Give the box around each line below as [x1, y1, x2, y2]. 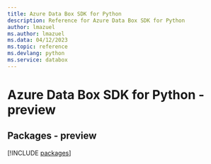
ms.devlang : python [7, 50, 65, 57]
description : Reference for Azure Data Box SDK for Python [7, 17, 186, 24]
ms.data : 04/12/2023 [7, 37, 69, 44]
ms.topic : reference [7, 43, 69, 50]
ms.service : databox [7, 57, 69, 64]
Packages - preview [7, 130, 97, 142]
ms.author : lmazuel [7, 30, 65, 37]
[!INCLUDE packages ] [7, 148, 72, 157]
